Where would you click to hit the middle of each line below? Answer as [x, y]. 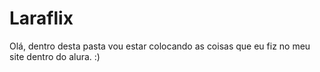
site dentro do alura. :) [55, 56]
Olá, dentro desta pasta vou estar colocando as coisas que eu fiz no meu [160, 46]
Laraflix [41, 18]
